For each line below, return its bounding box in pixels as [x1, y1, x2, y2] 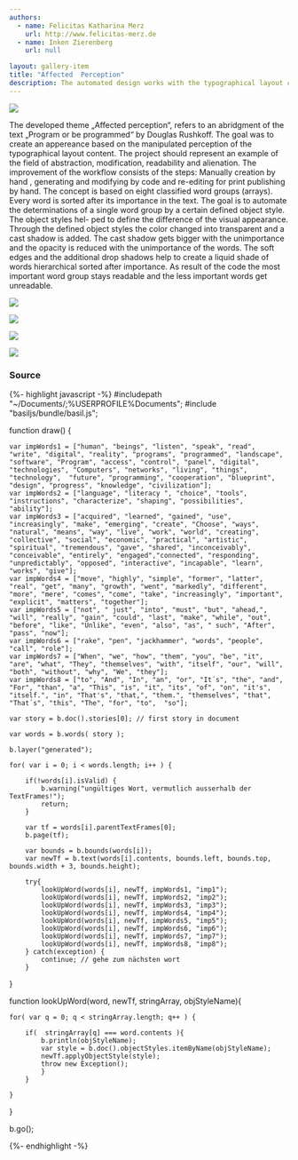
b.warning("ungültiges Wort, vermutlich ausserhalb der [41, 784, 252, 793]
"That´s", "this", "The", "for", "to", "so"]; [9, 699, 189, 708]
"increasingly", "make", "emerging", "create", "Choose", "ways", [9, 520, 260, 529]
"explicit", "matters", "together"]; [9, 598, 149, 607]
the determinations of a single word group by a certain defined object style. [9, 204, 286, 215]
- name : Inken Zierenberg [17, 37, 114, 47]
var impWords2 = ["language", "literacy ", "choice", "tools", [9, 489, 248, 498]
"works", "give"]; [9, 567, 77, 576]
